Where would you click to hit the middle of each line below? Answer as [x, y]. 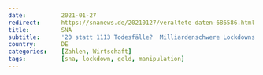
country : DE [38, 45]
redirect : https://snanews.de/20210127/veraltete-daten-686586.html [132, 23]
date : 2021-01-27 [52, 15]
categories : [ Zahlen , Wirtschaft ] [70, 52]
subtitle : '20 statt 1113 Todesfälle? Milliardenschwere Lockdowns [132, 37]
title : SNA [40, 30]
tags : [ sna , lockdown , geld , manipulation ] [96, 59]
